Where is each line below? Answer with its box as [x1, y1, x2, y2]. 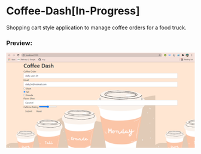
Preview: [6, 39, 33, 47]
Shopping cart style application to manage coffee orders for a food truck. [6, 24, 187, 31]
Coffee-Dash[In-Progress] [6, 4, 140, 18]
